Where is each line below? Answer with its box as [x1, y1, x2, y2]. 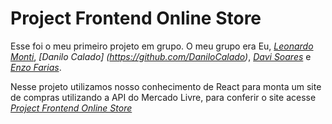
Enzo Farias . [10, 61, 62, 73]
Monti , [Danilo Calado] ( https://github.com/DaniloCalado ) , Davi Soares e [10, 50, 312, 62]
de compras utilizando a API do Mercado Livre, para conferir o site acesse [10, 91, 317, 103]
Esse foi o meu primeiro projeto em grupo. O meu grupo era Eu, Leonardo [10, 40, 314, 52]
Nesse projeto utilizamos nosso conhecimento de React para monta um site [10, 80, 322, 92]
